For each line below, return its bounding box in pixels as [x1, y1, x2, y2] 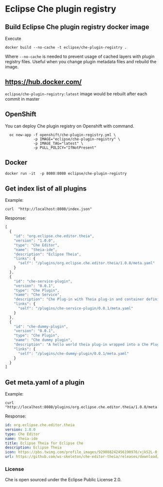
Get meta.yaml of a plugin [5, 378, 85, 386]
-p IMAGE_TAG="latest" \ [33, 141, 83, 146]
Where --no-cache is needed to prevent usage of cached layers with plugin [5, 53, 155, 59]
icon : [5, 450, 16, 455]
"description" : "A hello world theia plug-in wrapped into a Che [14, 342, 149, 347]
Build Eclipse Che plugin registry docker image [5, 23, 149, 31]
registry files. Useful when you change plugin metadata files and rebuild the [5, 59, 157, 64]
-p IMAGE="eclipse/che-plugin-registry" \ [33, 137, 120, 141]
